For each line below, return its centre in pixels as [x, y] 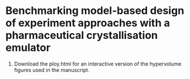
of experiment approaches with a [88, 23]
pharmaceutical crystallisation [82, 35]
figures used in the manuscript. [52, 70]
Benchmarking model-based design [95, 11]
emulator [28, 48]
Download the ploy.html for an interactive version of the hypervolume [98, 64]
